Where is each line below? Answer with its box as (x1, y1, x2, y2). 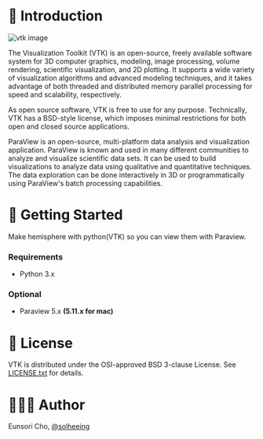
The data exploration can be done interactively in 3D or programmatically (8, 170, 245, 180)
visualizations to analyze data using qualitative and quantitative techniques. (8, 161, 253, 171)
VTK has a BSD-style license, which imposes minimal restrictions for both (8, 113, 247, 122)
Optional (8, 289, 42, 300)
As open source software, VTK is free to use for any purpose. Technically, (8, 105, 247, 114)
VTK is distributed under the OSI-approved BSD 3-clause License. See (8, 360, 237, 369)
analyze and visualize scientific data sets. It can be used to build (8, 153, 217, 163)
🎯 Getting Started (8, 206, 123, 224)
